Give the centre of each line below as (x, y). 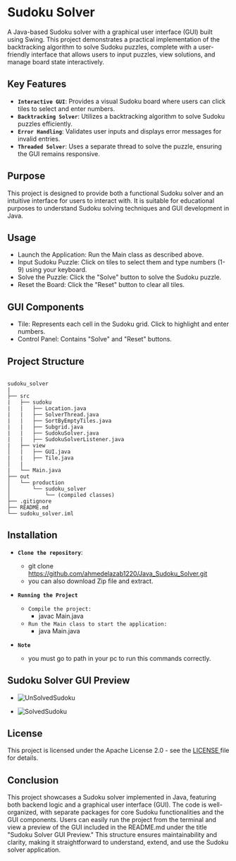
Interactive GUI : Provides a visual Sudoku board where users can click (122, 101)
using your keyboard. (56, 270)
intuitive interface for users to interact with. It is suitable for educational (111, 200)
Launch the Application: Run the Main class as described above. (111, 254)
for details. (23, 758)
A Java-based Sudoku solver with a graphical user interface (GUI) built (110, 32)
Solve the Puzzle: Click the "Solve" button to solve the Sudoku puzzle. (119, 277)
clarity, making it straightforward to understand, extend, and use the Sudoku (118, 843)
